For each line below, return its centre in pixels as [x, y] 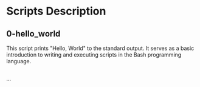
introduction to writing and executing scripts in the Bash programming [94, 55]
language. [19, 61]
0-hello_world [33, 34]
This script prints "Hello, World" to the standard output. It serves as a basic [100, 48]
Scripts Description [56, 11]
